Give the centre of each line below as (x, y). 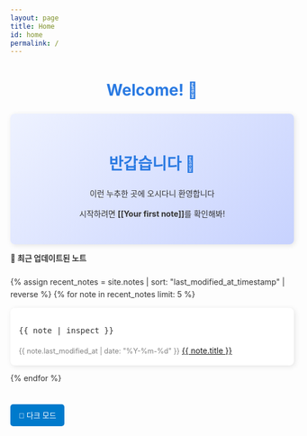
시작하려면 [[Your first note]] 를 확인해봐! (152, 214)
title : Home (32, 26)
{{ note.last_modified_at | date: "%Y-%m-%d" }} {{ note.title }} (125, 350)
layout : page (35, 18)
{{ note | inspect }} (66, 330)
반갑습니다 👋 (152, 164)
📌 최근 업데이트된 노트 (49, 258)
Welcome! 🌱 (152, 91)
